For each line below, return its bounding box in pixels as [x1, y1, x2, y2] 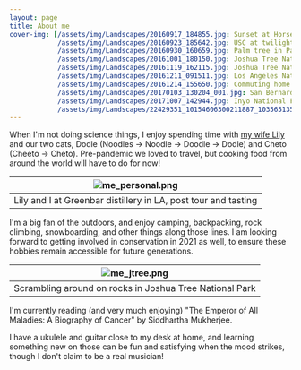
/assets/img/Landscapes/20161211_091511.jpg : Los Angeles [56, 72, 279, 81]
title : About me [9, 22, 70, 30]
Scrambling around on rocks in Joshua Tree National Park [13, 282, 256, 295]
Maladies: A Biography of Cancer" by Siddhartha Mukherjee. [9, 314, 233, 325]
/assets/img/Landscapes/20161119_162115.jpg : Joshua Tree [56, 64, 279, 73]
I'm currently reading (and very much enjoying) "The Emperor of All [9, 305, 258, 316]
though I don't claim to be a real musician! [9, 351, 164, 362]
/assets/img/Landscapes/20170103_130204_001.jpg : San [56, 88, 262, 97]
